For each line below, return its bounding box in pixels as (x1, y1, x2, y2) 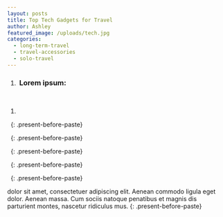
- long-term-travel (13, 42, 70, 49)
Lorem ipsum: (19, 77, 67, 87)
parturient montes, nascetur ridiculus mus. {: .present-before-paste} (7, 202, 202, 211)
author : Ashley (7, 23, 51, 30)
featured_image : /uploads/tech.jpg (7, 29, 110, 37)
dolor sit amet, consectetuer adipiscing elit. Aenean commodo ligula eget (7, 187, 216, 196)
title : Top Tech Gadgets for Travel (7, 17, 113, 23)
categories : (7, 36, 42, 43)
